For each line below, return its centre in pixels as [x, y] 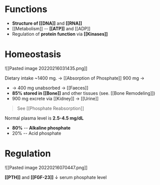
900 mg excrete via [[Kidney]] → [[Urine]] [55, 98]
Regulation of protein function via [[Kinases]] [60, 34]
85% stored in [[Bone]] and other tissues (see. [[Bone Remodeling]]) [84, 93]
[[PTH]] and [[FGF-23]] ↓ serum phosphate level [56, 177]
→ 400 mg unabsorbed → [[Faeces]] [50, 88]
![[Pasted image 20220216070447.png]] [46, 167]
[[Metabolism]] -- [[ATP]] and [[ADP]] [51, 28]
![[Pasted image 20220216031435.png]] [46, 68]
